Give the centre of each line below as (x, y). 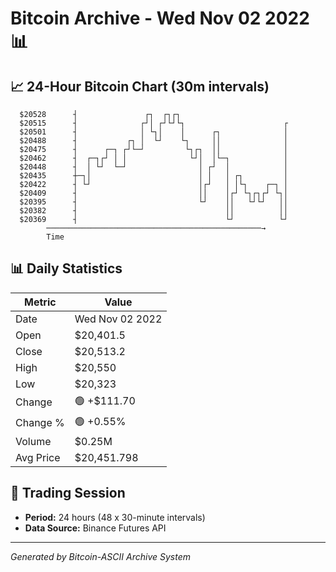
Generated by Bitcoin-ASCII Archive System (100, 556)
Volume (33, 441)
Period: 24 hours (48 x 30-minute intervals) (115, 517)
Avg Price (38, 457)
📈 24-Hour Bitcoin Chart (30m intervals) (140, 86)
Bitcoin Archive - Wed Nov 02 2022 (160, 18)
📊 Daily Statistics (66, 268)
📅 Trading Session (68, 493)
